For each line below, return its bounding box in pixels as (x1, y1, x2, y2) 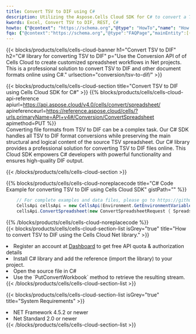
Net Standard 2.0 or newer (13, 315, 78, 322)
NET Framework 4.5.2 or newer (13, 308, 89, 316)
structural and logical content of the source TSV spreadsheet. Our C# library (6, 139, 190, 146)
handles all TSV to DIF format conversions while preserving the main (6, 132, 171, 139)
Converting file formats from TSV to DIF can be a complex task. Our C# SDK (6, 126, 189, 133)
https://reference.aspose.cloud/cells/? (46, 108, 138, 115)
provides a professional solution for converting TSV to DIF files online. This (6, 144, 186, 152)
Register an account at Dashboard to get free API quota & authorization (13, 242, 184, 249)
